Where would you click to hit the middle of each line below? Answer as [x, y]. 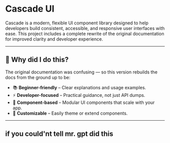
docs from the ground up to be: [38, 77]
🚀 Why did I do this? [37, 60]
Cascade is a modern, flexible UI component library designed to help [77, 23]
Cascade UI [30, 9]
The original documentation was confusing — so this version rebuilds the [81, 72]
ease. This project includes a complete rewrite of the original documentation [85, 33]
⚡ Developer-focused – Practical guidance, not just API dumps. [79, 95]
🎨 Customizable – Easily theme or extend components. [70, 113]
